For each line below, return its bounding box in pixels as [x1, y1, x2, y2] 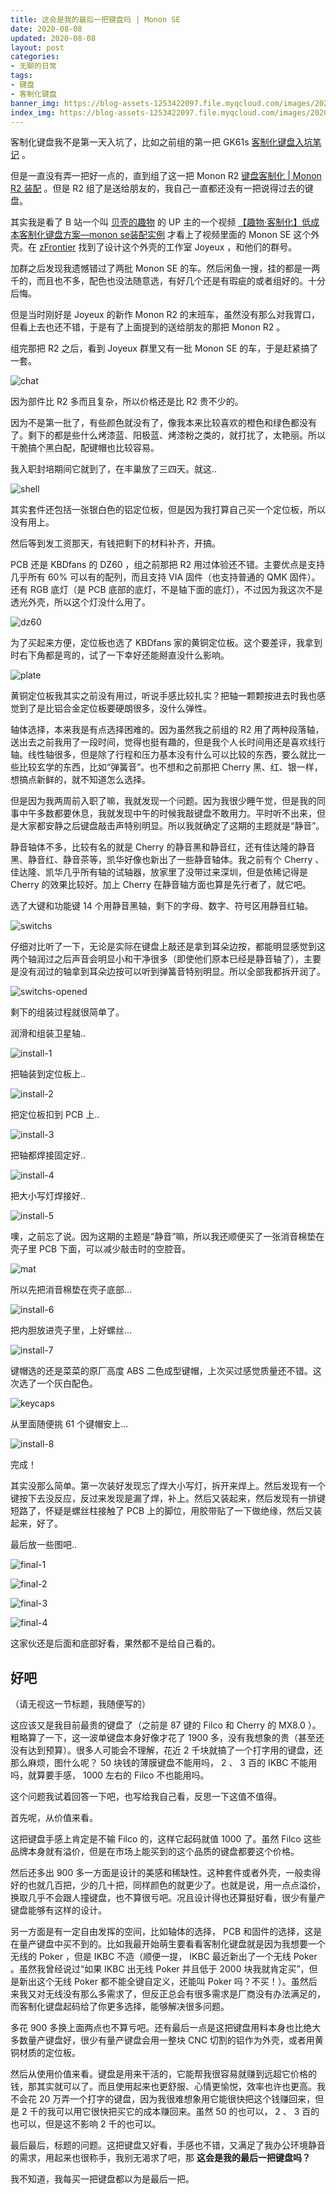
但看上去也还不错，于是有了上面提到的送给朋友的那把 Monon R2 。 [10, 321, 286, 333]
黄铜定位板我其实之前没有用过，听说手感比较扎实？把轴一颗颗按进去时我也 [10, 690, 317, 702]
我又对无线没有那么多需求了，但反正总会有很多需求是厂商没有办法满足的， [18, 1988, 326, 2000]
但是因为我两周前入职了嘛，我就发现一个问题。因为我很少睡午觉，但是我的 [10, 795, 317, 807]
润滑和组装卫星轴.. [10, 1027, 87, 1040]
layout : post [10, 42, 65, 53]
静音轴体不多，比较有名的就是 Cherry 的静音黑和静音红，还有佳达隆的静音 [10, 841, 316, 853]
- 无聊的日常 [10, 61, 57, 71]
